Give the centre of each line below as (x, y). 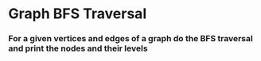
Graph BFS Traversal (78, 14)
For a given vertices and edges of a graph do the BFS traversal (130, 39)
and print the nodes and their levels (78, 48)
